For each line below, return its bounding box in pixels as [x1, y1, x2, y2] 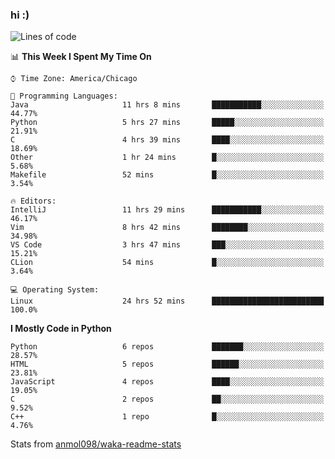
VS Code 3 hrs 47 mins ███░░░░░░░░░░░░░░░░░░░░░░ [10, 240, 325, 250]
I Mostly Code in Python [10, 323, 112, 335]
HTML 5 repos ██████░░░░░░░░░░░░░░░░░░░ [10, 359, 325, 370]
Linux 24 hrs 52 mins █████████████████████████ [10, 296, 325, 307]
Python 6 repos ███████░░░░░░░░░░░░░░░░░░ [10, 342, 325, 352]
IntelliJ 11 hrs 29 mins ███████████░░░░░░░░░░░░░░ [10, 205, 325, 215]
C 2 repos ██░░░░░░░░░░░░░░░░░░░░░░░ [10, 394, 325, 405]
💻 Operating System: [10, 285, 100, 295]
